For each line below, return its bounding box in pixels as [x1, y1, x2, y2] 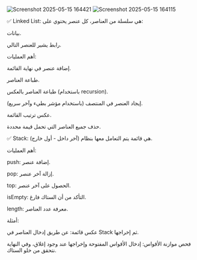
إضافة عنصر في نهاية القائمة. [7, 65, 71, 72]
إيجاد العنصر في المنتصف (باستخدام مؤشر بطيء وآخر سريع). [7, 100, 143, 107]
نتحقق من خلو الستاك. [7, 247, 57, 253]
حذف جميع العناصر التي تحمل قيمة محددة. [7, 123, 101, 130]
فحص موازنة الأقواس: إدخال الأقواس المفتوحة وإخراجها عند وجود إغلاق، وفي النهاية [7, 240, 192, 247]
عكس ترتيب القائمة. [7, 112, 52, 118]
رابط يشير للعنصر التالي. [7, 41, 62, 48]
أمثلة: [7, 217, 19, 224]
